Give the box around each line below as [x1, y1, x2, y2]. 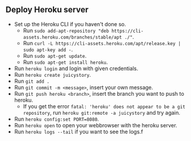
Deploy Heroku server [5, 5, 89, 15]
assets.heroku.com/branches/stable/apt [23, 34, 123, 40]
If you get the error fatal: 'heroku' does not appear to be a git [23, 102, 186, 109]
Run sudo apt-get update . [23, 52, 87, 59]
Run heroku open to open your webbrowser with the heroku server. [14, 121, 178, 129]
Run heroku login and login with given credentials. [14, 65, 139, 72]
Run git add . [14, 77, 50, 84]
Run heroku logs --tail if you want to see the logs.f [14, 128, 143, 135]
